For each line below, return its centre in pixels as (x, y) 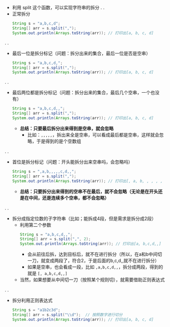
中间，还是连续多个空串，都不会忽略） (69, 198)
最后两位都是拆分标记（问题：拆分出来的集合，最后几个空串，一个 (81, 93)
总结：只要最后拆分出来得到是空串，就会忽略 (67, 128)
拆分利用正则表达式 (32, 301)
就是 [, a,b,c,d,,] (47, 274)
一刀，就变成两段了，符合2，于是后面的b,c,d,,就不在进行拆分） (93, 261)
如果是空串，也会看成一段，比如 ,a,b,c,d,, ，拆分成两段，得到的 (95, 267)
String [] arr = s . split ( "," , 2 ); (55, 239)
